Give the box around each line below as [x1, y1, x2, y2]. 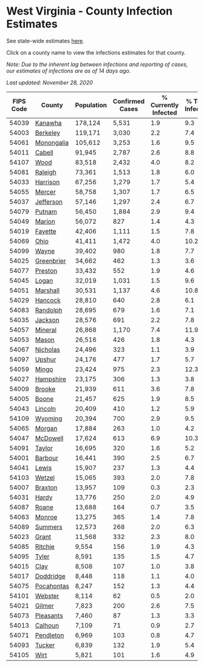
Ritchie [35, 542, 55, 551]
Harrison [35, 178, 60, 186]
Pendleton [35, 631, 64, 639]
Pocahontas [35, 582, 70, 590]
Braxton [35, 483, 58, 492]
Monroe [35, 512, 58, 521]
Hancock [35, 296, 61, 304]
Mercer [35, 187, 56, 196]
